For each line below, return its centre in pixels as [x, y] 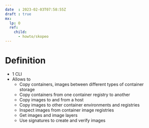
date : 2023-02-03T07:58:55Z [36, 9]
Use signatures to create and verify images [62, 120]
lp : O [15, 23]
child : [20, 32]
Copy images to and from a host [51, 99]
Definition [25, 61]
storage [27, 89]
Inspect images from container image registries [66, 110]
